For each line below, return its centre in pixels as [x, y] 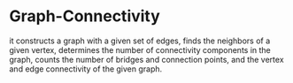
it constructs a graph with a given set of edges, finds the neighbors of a [140, 41]
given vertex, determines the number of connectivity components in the [140, 49]
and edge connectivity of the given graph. [86, 69]
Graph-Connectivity [85, 16]
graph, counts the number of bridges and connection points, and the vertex [147, 59]
